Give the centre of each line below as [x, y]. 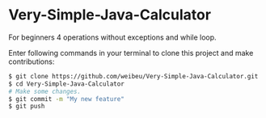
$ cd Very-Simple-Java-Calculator [67, 84]
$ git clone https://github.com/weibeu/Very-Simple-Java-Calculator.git [133, 76]
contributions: [32, 61]
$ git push [27, 107]
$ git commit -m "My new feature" [67, 99]
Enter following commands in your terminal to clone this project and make [131, 53]
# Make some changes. [45, 91]
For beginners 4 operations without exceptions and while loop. [112, 37]
